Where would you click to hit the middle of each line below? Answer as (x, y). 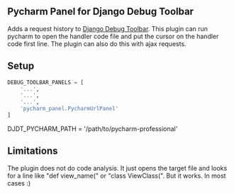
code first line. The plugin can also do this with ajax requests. (97, 44)
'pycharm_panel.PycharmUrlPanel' (69, 109)
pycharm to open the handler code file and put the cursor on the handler (113, 36)
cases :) (19, 183)
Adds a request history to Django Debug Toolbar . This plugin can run (107, 28)
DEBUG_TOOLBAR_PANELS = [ (45, 82)
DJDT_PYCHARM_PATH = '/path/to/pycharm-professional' (93, 129)
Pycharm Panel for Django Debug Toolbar (100, 12)
